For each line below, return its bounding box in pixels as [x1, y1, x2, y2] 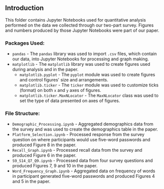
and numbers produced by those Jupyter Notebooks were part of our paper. [5, 27, 160, 33]
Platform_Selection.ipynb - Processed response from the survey [12, 132, 145, 137]
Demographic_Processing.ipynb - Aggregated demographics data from [12, 121, 154, 127]
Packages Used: [5, 39, 45, 46]
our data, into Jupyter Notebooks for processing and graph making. [12, 56, 149, 62]
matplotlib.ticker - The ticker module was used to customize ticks [19, 82, 159, 88]
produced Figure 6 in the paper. [12, 152, 77, 159]
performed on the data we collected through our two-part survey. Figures [5, 22, 154, 28]
